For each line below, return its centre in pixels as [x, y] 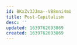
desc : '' [17, 22]
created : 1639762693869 [35, 33]
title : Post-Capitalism [35, 17]
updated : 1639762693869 [35, 28]
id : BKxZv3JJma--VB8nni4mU [39, 11]
